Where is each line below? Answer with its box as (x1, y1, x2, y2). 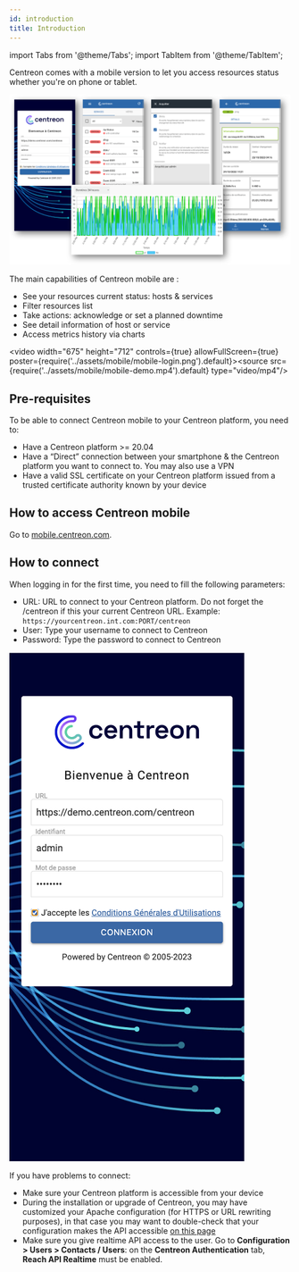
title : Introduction (9, 23, 87, 33)
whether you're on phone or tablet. (9, 76, 137, 87)
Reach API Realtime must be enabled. (21, 1253, 163, 1264)
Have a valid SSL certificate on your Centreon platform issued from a (21, 470, 276, 481)
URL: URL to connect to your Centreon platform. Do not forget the (21, 596, 264, 607)
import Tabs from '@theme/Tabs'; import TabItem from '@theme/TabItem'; (9, 49, 284, 60)
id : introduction (9, 14, 74, 23)
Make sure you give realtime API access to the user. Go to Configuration (21, 1234, 290, 1245)
